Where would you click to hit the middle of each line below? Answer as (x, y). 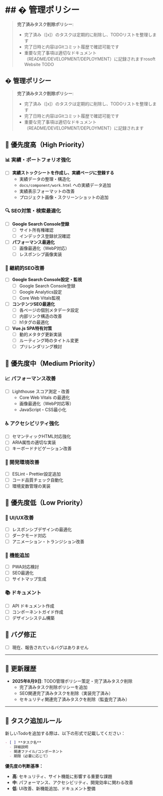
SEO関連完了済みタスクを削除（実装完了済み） (66, 693)
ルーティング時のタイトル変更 (49, 341)
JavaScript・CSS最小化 (43, 409)
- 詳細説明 (19, 747)
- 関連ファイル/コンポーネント (36, 752)
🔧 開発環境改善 (22, 463)
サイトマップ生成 (29, 579)
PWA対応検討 (25, 567)
